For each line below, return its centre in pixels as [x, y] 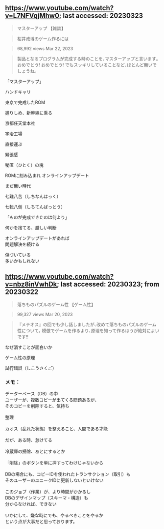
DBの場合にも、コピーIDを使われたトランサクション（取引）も [68, 474]
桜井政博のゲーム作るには [43, 38]
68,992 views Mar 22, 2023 [45, 48]
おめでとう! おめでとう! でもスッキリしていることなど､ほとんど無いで [87, 65]
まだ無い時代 [18, 186]
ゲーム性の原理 [20, 357]
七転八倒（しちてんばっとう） [35, 206]
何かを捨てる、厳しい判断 [31, 228]
